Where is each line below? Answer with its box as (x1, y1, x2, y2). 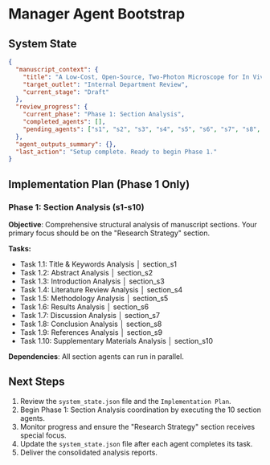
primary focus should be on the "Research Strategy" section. (8, 228, 211, 238)
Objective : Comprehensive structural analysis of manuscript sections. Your (8, 219, 257, 229)
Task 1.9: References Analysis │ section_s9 (19, 327, 163, 337)
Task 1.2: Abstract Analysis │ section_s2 (19, 267, 153, 277)
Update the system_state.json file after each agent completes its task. (19, 438, 253, 448)
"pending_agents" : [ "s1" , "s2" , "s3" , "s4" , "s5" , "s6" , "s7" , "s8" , (22, 125, 261, 133)
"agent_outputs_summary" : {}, (15, 140, 117, 149)
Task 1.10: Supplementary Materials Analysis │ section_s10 (19, 336, 214, 345)
